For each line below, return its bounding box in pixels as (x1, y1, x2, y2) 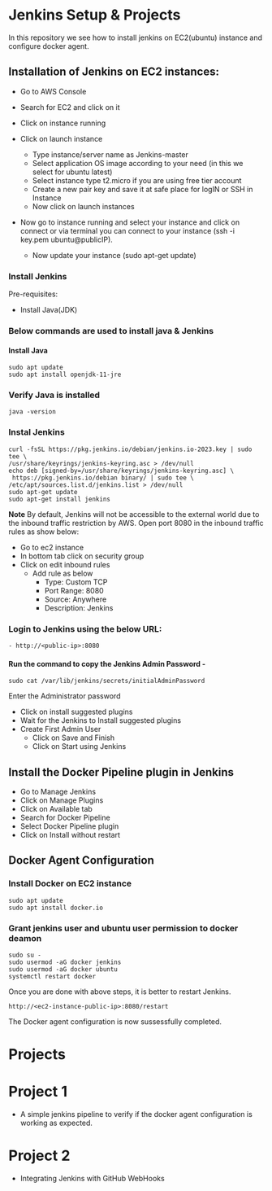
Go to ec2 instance (19, 542, 84, 552)
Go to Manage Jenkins (19, 787, 96, 797)
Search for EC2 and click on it (19, 102, 120, 112)
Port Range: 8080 (44, 585, 104, 595)
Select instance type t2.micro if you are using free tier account (32, 175, 242, 185)
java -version (8, 408, 57, 416)
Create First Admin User (19, 725, 101, 734)
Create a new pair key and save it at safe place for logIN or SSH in (32, 184, 253, 194)
